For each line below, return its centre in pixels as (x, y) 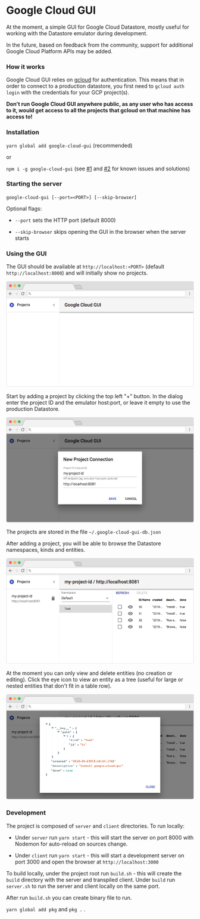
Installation (23, 132)
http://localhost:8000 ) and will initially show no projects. (77, 273)
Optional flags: (24, 208)
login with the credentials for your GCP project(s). (68, 93)
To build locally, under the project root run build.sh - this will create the (94, 873)
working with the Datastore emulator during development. (77, 33)
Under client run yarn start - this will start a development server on (99, 855)
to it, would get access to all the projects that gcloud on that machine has (99, 111)
